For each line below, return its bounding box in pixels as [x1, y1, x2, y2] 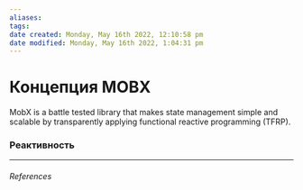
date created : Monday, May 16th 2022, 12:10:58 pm [9, 30, 204, 39]
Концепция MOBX [9, 77, 151, 97]
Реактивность [9, 139, 75, 151]
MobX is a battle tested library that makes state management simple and [9, 107, 279, 118]
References [9, 171, 52, 182]
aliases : [9, 13, 42, 23]
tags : [9, 22, 30, 31]
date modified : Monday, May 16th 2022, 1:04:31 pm [9, 38, 204, 48]
